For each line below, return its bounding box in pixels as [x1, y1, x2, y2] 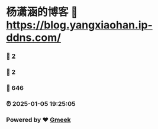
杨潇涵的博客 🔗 [6, 5, 78, 19]
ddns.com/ [6, 31, 61, 44]
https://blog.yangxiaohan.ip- [6, 18, 153, 32]
